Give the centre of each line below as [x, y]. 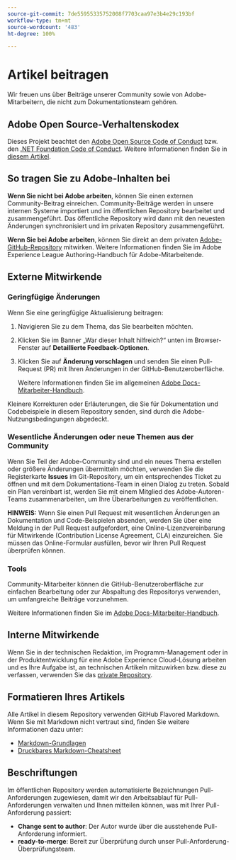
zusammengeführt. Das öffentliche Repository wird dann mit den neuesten [116, 218]
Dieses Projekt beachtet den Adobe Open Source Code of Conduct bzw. [113, 141]
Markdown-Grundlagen [52, 743]
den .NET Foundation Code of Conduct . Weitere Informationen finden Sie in [117, 149]
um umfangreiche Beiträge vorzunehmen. [68, 599]
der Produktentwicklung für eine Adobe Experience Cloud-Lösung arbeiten [117, 660]
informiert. [72, 834]
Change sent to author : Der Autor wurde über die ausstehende [110, 826]
